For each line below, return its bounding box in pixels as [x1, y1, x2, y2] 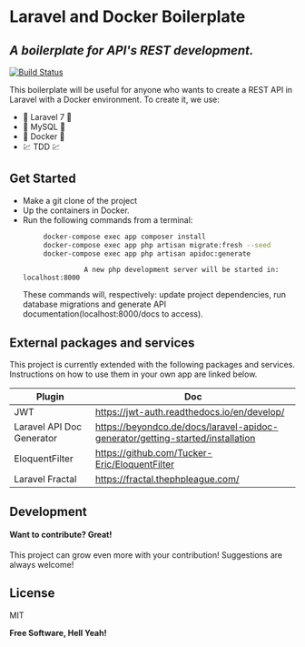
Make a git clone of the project [22, 195, 138, 206]
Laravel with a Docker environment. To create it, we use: [9, 94, 221, 105]
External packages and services [9, 335, 195, 350]
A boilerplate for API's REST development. [9, 43, 254, 58]
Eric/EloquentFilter [94, 458, 175, 470]
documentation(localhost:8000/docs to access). [22, 308, 204, 319]
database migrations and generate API [22, 298, 166, 310]
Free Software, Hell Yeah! [9, 627, 107, 638]
